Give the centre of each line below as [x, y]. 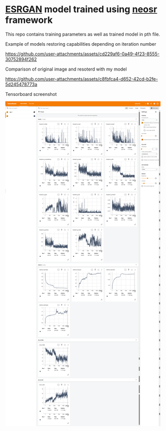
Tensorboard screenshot [31, 94]
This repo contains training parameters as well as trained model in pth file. [83, 34]
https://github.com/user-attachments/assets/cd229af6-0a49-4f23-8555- [82, 54]
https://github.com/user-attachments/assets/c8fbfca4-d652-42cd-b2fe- [82, 79]
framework [29, 20]
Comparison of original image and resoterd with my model [66, 69]
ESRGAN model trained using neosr [81, 9]
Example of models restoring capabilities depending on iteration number [81, 44]
